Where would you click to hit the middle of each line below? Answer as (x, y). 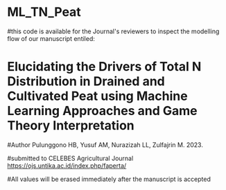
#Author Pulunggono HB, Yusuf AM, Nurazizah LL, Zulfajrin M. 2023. (105, 145)
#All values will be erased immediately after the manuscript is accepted (109, 179)
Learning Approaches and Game (102, 111)
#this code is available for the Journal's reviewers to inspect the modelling (113, 31)
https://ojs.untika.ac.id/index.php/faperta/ (67, 165)
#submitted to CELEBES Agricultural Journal (70, 158)
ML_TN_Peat (44, 12)
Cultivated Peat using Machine (98, 96)
